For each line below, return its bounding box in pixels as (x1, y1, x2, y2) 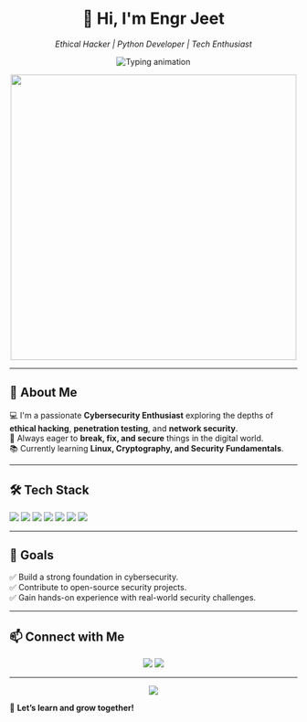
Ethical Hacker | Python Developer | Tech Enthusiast (54, 38, 253, 49)
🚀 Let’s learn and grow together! (9, 703, 134, 714)
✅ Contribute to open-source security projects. (9, 582, 187, 593)
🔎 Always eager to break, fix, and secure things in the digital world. (9, 432, 264, 443)
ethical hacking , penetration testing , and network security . (9, 422, 238, 433)
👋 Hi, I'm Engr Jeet (81, 8, 226, 29)
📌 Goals (9, 547, 55, 563)
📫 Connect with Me (9, 629, 125, 644)
